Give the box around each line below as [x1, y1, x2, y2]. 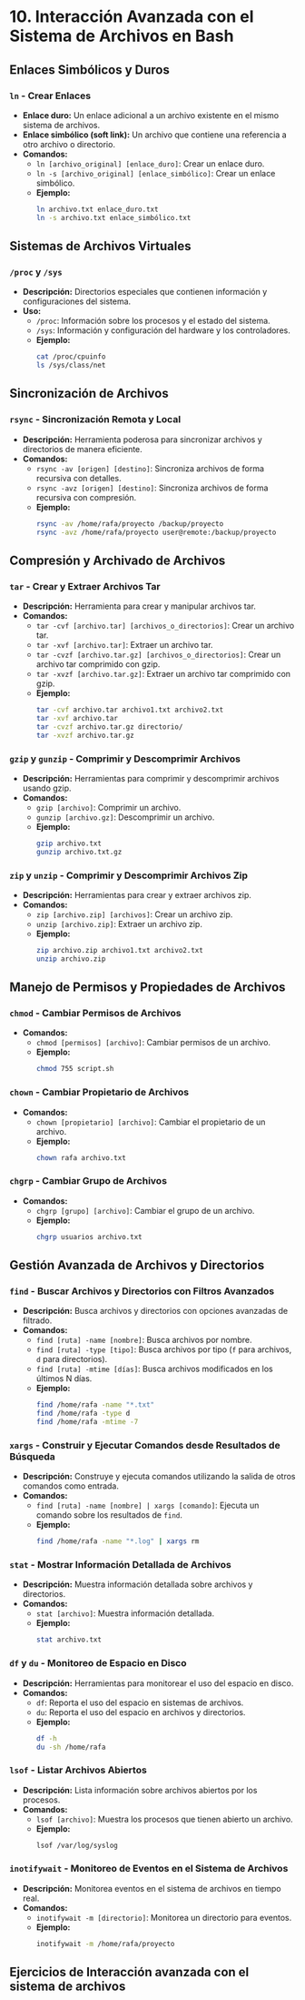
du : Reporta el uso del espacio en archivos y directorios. [35, 1706, 246, 1717]
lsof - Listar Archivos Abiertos [9, 1763, 147, 1776]
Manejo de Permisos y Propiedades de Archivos [9, 980, 286, 995]
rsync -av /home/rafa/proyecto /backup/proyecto [35, 519, 224, 529]
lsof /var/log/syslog [35, 1841, 118, 1850]
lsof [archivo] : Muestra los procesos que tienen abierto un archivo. [35, 1813, 293, 1824]
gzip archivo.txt [35, 839, 103, 848]
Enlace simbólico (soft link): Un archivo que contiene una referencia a [22, 129, 288, 140]
